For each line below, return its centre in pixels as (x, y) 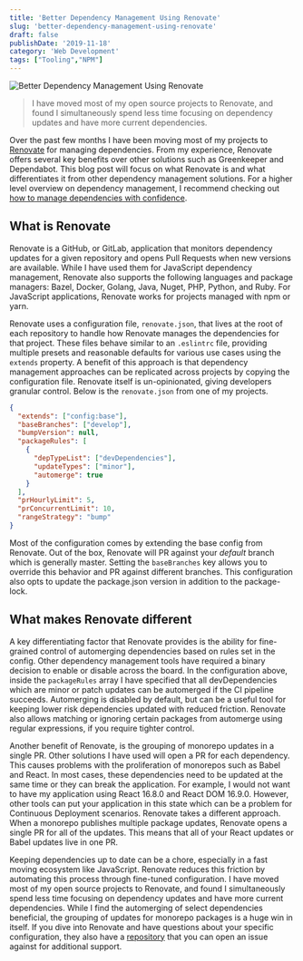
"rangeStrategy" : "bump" (64, 518)
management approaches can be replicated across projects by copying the (150, 372)
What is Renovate (60, 226)
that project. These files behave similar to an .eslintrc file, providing (138, 343)
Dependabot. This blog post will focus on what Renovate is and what (137, 169)
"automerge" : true (68, 475)
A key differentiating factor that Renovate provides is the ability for (133, 641)
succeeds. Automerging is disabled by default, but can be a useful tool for (148, 699)
